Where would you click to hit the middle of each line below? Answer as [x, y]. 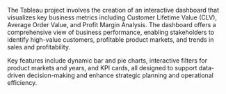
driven [16, 75]
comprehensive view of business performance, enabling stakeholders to [111, 32]
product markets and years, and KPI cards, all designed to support [102, 68]
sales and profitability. [39, 47]
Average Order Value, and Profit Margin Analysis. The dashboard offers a [112, 25]
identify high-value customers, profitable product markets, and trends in [111, 40]
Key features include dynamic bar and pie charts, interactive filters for [107, 61]
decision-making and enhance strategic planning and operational [120, 75]
